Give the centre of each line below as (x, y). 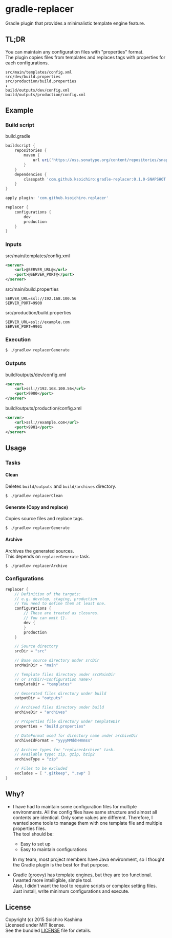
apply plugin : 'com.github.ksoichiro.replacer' (57, 198)
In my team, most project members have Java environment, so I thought (89, 859)
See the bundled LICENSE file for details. (48, 931)
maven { (32, 155)
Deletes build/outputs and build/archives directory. (61, 486)
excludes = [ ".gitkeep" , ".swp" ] (52, 773)
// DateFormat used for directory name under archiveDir (77, 736)
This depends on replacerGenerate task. (48, 556)
